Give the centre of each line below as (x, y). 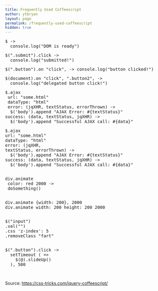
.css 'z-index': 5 (27, 231)
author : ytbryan (21, 14)
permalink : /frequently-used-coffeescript (49, 23)
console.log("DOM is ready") (45, 46)
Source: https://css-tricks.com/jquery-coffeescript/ (56, 283)
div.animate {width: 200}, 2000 (44, 203)
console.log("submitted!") (42, 60)
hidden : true (18, 28)
